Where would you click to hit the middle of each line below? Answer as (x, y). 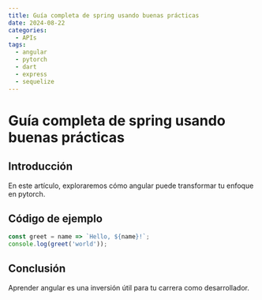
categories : (28, 30)
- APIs (26, 37)
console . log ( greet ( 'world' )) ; (58, 244)
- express (31, 74)
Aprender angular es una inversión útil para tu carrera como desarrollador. (129, 287)
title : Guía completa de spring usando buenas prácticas (104, 15)
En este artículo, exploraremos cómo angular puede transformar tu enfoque (131, 186)
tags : (17, 45)
